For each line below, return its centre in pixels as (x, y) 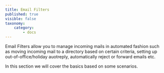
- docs (30, 32)
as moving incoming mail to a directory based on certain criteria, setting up (81, 51)
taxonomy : (15, 23)
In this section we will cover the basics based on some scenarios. (71, 66)
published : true (22, 14)
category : (24, 28)
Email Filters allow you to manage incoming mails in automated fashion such (82, 46)
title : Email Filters (27, 10)
